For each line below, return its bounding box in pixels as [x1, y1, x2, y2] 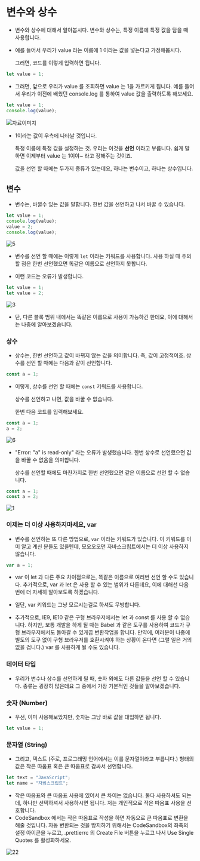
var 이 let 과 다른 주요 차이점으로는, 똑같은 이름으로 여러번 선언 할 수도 [14, 574, 178, 581]
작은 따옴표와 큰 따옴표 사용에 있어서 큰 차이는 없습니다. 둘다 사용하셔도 [14, 792, 181, 799]
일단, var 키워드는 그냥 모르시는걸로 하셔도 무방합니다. [14, 601, 141, 608]
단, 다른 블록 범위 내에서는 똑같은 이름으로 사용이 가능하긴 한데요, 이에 [14, 313, 177, 320]
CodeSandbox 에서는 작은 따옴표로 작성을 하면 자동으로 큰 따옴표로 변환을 [14, 814, 189, 821]
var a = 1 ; [6, 562, 33, 568]
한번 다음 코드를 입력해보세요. [14, 408, 84, 415]
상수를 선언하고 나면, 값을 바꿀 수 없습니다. [14, 395, 114, 402]
